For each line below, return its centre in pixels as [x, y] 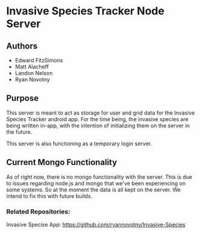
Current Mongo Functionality [62, 162]
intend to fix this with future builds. [49, 196]
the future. [19, 132]
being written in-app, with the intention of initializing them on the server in [98, 125]
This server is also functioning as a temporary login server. [79, 143]
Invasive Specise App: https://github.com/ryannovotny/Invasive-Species [96, 224]
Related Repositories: [38, 211]
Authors [22, 46]
